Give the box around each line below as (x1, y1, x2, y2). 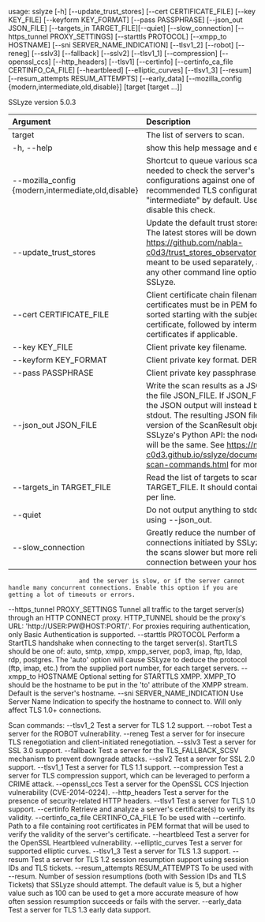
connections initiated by (145, 537, 235, 548)
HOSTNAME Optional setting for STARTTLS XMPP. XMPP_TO (38, 672, 237, 681)
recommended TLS (145, 185, 218, 196)
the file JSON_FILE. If (145, 390, 225, 401)
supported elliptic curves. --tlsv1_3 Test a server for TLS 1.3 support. (8, 846, 231, 856)
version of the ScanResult (145, 420, 242, 430)
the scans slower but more (145, 547, 244, 557)
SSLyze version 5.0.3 (8, 98, 77, 107)
